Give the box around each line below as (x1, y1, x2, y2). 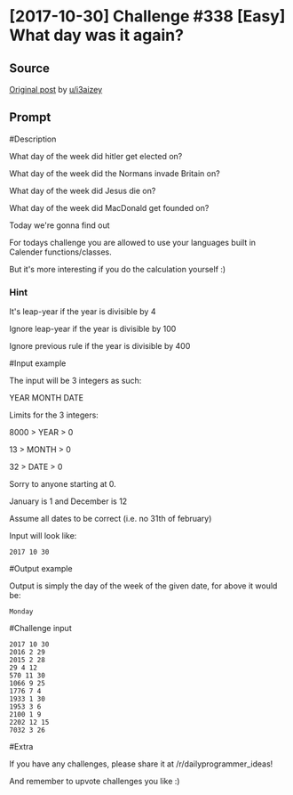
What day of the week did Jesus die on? (9, 185, 156, 196)
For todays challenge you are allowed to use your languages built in (9, 237, 256, 247)
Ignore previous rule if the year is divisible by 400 (9, 341, 191, 352)
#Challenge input (9, 623, 73, 634)
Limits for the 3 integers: (9, 410, 99, 420)
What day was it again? (9, 25, 185, 45)
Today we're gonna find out (9, 220, 110, 231)
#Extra (9, 742, 34, 752)
